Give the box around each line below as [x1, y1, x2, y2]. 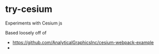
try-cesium [5, 3, 52, 15]
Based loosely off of [5, 29, 46, 35]
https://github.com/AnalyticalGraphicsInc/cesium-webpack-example [12, 39, 154, 45]
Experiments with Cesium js [5, 20, 62, 26]
